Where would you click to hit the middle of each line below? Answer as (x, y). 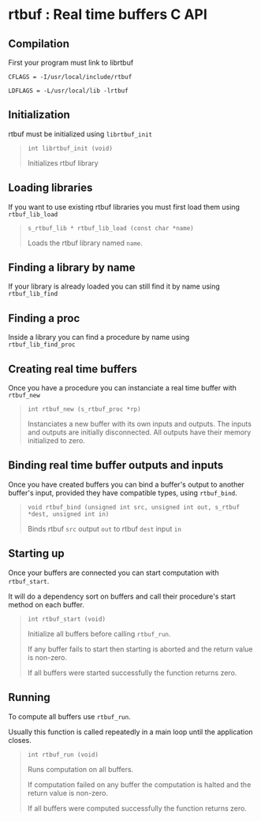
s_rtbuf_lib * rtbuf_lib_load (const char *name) (111, 228)
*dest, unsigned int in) (68, 514)
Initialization (39, 115)
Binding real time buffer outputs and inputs (116, 466)
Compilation (39, 44)
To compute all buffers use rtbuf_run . (70, 716)
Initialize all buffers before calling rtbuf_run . (99, 633)
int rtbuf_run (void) (63, 755)
